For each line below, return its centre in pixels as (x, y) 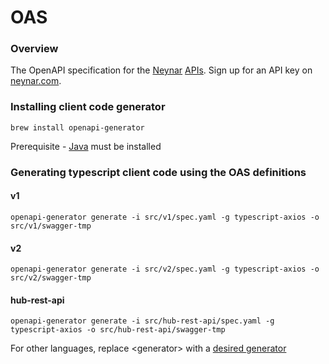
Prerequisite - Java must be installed (86, 146)
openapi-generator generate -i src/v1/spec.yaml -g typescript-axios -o (165, 217)
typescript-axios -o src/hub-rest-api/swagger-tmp (118, 330)
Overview (34, 49)
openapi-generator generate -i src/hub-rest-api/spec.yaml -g (142, 321)
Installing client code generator (88, 107)
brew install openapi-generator (77, 127)
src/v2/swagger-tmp (51, 278)
